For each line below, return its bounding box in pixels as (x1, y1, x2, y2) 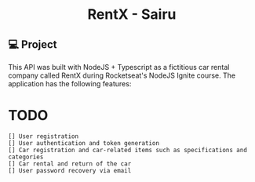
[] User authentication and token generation (8, 139, 159, 147)
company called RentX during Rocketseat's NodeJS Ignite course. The (8, 71, 236, 80)
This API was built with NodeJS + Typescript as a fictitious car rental (8, 63, 230, 71)
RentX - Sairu (87, 5, 177, 24)
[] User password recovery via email (8, 166, 132, 174)
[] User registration (8, 132, 79, 140)
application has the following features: (8, 79, 132, 88)
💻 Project (8, 38, 57, 51)
